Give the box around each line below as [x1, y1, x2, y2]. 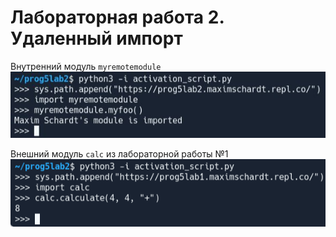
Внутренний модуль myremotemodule [10, 60, 162, 72]
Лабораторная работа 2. [10, 6, 225, 29]
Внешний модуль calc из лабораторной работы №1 [10, 148, 229, 160]
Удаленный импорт [10, 27, 183, 50]
